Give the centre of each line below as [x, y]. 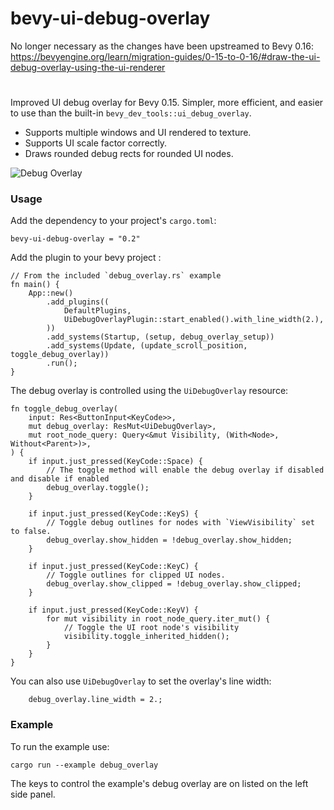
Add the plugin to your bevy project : [86, 258]
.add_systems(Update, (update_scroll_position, [147, 346]
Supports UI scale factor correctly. [96, 143]
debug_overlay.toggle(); [98, 488]
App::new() [51, 293]
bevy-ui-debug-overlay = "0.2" [75, 239]
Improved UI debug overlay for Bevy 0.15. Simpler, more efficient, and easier [167, 103]
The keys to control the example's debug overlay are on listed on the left [159, 783]
